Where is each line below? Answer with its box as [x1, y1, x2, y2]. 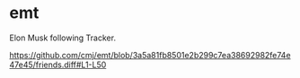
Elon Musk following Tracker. [9, 32, 117, 43]
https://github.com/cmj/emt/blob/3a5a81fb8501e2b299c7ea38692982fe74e [9, 49, 291, 60]
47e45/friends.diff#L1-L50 [9, 59, 107, 70]
